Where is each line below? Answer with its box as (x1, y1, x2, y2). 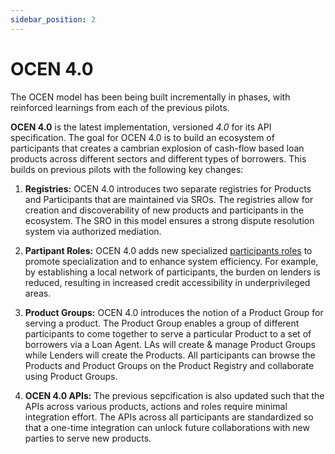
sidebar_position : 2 (10, 14, 97, 25)
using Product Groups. (24, 370, 118, 382)
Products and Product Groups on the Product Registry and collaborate (24, 359, 315, 371)
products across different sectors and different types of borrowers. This (10, 152, 307, 165)
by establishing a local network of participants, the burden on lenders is (24, 266, 321, 278)
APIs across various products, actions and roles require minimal (24, 400, 288, 412)
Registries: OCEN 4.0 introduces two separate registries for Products (24, 182, 312, 195)
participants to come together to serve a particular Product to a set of (24, 327, 312, 340)
